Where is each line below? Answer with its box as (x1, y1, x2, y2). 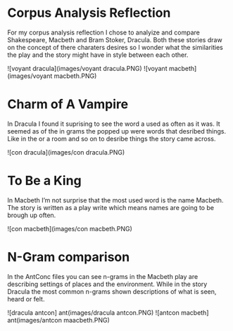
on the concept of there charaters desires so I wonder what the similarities (7, 43, 223, 51)
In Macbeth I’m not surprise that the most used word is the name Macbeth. (7, 195, 224, 205)
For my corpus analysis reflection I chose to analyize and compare (7, 28, 201, 37)
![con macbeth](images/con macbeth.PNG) (7, 224, 132, 233)
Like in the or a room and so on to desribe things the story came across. (7, 134, 216, 143)
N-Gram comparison (7, 249, 130, 265)
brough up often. (7, 211, 56, 219)
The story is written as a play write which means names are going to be (7, 203, 215, 212)
